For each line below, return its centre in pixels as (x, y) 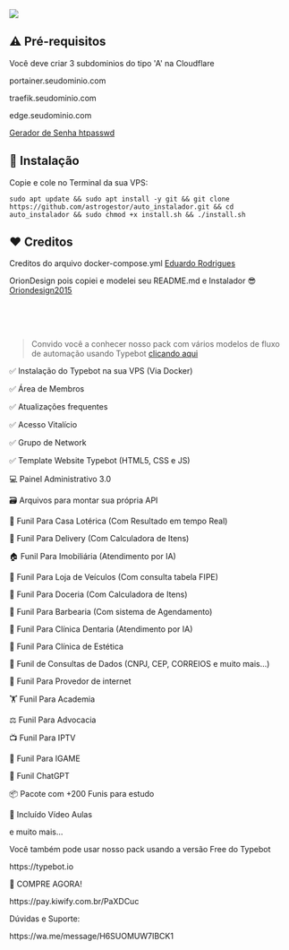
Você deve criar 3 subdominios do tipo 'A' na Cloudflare (112, 63)
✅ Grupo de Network (48, 443)
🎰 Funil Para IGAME (45, 759)
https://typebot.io (42, 867)
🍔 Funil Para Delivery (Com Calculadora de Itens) (99, 539)
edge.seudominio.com (51, 115)
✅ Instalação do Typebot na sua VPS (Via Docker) (101, 371)
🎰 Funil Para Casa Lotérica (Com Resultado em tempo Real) (119, 521)
